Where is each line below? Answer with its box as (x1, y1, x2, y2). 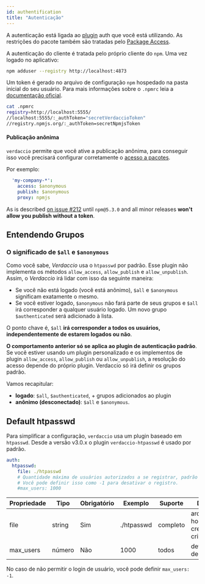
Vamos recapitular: (6, 380, 54, 388)
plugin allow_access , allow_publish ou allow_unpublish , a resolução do (6, 355, 186, 363)
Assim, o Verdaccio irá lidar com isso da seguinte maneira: (6, 275, 154, 282)
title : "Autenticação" (6, 15, 64, 21)
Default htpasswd (6, 416, 76, 427)
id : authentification (6, 9, 62, 15)
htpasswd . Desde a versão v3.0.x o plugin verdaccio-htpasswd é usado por (6, 439, 192, 446)
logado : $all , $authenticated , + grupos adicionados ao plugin (15, 392, 171, 399)
